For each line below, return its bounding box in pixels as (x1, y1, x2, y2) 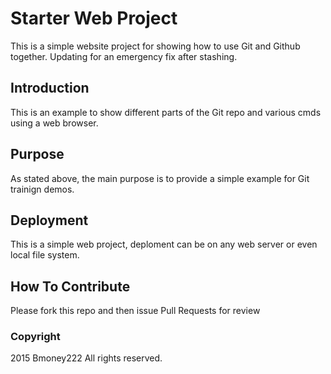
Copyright (10, 330, 61, 344)
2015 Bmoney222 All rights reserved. (10, 352, 163, 364)
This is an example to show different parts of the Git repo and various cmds (10, 106, 322, 118)
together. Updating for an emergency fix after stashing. (10, 50, 238, 62)
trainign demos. (10, 183, 75, 195)
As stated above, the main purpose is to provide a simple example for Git (10, 172, 310, 184)
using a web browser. (10, 117, 99, 129)
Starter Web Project (10, 7, 178, 30)
